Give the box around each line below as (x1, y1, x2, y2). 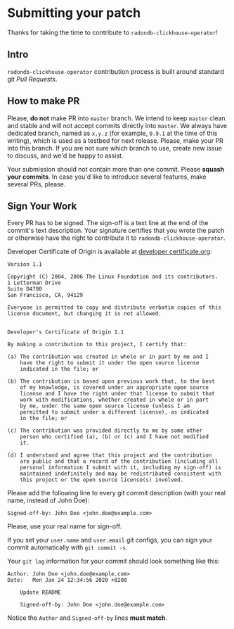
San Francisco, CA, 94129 (7, 292, 83, 299)
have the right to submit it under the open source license (20, 360, 200, 367)
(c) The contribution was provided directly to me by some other (7, 427, 202, 434)
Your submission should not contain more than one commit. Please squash (7, 165, 225, 173)
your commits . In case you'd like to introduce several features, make (7, 172, 207, 181)
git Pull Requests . (7, 75, 58, 83)
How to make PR (7, 95, 80, 107)
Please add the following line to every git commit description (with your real (7, 489, 226, 497)
